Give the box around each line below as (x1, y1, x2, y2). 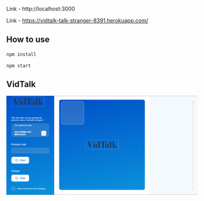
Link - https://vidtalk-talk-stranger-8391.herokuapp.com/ (6, 17, 149, 24)
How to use (6, 35, 50, 45)
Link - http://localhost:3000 (6, 5, 75, 12)
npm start (6, 63, 32, 69)
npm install (6, 51, 36, 57)
